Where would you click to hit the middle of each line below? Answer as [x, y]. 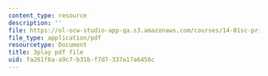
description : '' [35, 23]
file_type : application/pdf [55, 38]
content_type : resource [48, 15]
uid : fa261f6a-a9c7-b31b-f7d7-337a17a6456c [82, 60]
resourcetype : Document [48, 45]
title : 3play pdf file [46, 52]
